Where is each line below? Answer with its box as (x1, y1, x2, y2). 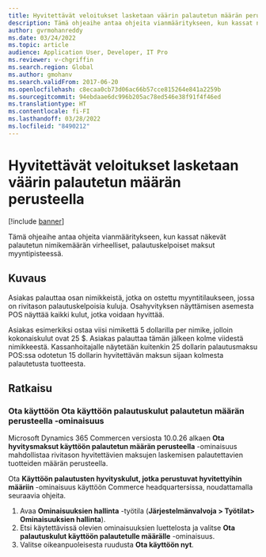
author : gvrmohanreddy (8, 26, 83, 34)
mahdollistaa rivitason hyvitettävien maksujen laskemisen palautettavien (8, 450, 244, 460)
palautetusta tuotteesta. (8, 359, 85, 368)
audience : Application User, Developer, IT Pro (8, 48, 169, 56)
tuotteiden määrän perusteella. (8, 459, 108, 468)
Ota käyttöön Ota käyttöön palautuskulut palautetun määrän (8, 405, 245, 417)
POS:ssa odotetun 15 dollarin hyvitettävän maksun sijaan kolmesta (8, 350, 224, 359)
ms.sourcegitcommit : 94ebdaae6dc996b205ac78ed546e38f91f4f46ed (8, 93, 222, 101)
